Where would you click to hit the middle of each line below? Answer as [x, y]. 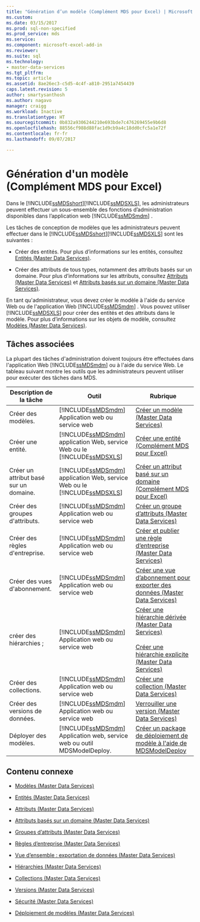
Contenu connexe [40, 771]
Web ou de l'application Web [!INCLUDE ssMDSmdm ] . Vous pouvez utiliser [98, 306]
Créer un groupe [159, 506]
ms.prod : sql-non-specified [41, 28]
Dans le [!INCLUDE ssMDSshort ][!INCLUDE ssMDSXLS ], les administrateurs [98, 203]
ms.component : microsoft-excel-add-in [54, 45]
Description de [31, 392]
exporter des [153, 585]
